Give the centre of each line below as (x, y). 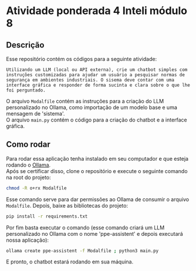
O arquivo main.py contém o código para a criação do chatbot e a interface (97, 120)
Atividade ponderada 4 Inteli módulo (97, 11)
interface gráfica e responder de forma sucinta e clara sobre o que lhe (98, 85)
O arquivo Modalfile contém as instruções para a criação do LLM (85, 101)
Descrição (25, 45)
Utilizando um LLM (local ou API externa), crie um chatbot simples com (97, 70)
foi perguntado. (26, 90)
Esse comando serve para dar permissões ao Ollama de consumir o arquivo (98, 199)
